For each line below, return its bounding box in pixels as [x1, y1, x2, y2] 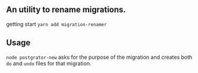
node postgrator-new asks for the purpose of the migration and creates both [6, 53, 193, 61]
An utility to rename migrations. [6, 5, 126, 15]
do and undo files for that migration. [6, 59, 92, 67]
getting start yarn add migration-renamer [6, 20, 107, 27]
